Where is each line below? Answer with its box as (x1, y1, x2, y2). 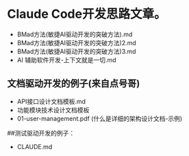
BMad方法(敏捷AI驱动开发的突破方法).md (16, 30, 133, 38)
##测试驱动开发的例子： (7, 129, 75, 137)
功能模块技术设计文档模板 (16, 105, 90, 114)
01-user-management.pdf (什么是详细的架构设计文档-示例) (16, 114, 183, 122)
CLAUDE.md (16, 142, 53, 151)
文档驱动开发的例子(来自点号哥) (7, 78, 140, 90)
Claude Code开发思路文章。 (7, 6, 166, 22)
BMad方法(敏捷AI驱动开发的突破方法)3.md (16, 47, 136, 55)
